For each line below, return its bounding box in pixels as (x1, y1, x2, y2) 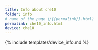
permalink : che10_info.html (5, 21, 63, 26)
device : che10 (5, 26, 35, 31)
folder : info (5, 12, 32, 17)
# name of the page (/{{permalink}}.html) (5, 16, 94, 21)
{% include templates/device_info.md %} (5, 39, 89, 45)
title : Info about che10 (5, 7, 56, 12)
